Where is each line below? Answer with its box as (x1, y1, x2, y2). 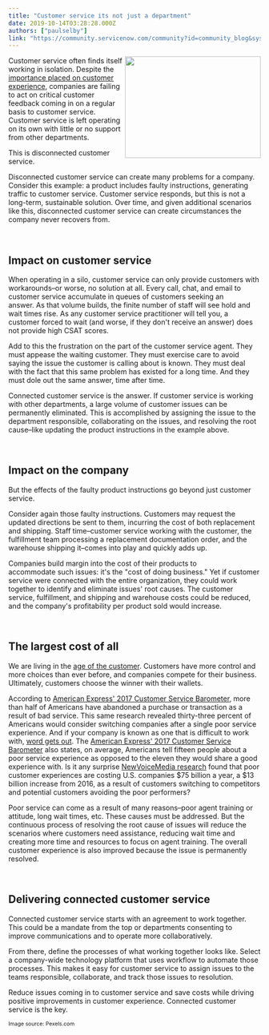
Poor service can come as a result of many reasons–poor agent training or (8, 803, 254, 812)
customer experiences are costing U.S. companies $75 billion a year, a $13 (8, 770, 255, 779)
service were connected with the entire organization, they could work (8, 575, 238, 585)
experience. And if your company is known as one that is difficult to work (8, 727, 250, 737)
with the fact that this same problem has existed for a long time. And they (8, 367, 250, 377)
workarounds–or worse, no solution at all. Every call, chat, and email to (8, 284, 242, 293)
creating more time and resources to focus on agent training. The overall (8, 836, 247, 846)
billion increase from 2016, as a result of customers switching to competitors (8, 779, 260, 788)
